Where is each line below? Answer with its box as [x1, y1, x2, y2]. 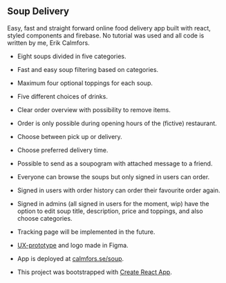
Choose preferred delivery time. [17, 145, 109, 154]
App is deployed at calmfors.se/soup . [17, 254, 124, 262]
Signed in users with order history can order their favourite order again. [17, 186, 220, 194]
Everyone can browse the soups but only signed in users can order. [17, 172, 210, 181]
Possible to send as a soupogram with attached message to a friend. [17, 159, 213, 167]
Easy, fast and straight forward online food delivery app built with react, [7, 24, 211, 32]
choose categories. [17, 214, 73, 222]
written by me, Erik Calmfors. [7, 38, 90, 47]
